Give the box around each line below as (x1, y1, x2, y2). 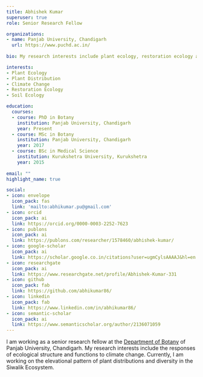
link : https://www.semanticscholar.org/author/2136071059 (11, 322, 161, 328)
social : (6, 187, 26, 193)
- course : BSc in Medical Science (11, 148, 98, 154)
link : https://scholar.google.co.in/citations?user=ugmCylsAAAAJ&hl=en (11, 254, 196, 260)
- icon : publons (6, 226, 47, 232)
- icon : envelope (6, 192, 50, 199)
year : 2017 (17, 142, 45, 148)
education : (6, 103, 34, 109)
